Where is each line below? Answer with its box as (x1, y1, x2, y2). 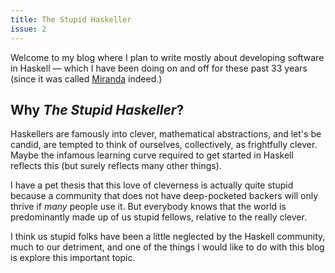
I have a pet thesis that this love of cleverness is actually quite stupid (10, 179, 294, 191)
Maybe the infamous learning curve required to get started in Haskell (10, 149, 294, 161)
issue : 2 (10, 24, 47, 34)
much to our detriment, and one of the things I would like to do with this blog (10, 241, 325, 253)
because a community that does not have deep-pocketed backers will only (10, 190, 319, 202)
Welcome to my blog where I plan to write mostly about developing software (10, 51, 325, 63)
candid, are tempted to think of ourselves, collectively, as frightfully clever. (10, 139, 318, 151)
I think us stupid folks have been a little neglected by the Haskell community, (10, 231, 326, 243)
